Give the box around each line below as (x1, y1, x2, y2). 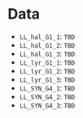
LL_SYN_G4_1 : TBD (19, 82, 76, 93)
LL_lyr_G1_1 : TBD (19, 57, 76, 67)
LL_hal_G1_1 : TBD (19, 32, 76, 41)
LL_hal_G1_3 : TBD (19, 48, 76, 58)
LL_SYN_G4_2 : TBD (19, 91, 76, 101)
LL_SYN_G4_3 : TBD (19, 100, 76, 110)
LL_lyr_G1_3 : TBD (19, 74, 76, 84)
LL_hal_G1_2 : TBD (19, 40, 76, 49)
